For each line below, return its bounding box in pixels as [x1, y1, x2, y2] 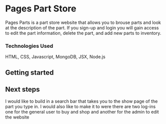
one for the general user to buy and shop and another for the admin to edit [5, 109, 159, 115]
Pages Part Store [5, 3, 77, 14]
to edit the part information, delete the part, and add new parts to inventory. [5, 30, 161, 36]
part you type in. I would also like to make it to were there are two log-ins [5, 104, 156, 110]
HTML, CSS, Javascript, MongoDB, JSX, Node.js [5, 54, 106, 60]
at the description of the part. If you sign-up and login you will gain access [5, 24, 159, 30]
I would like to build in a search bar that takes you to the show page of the [5, 98, 158, 105]
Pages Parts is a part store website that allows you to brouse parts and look [5, 19, 161, 25]
